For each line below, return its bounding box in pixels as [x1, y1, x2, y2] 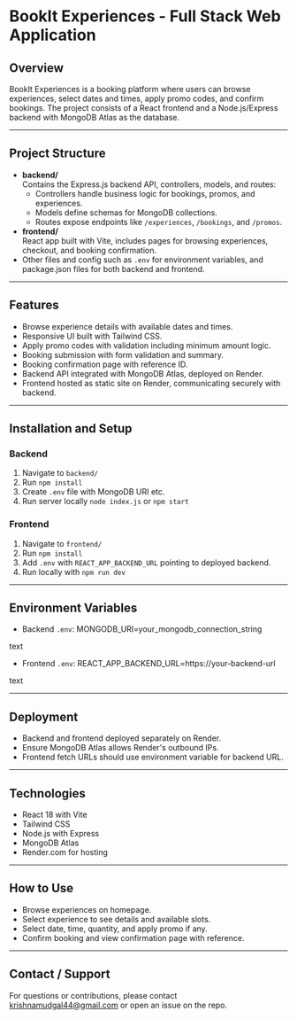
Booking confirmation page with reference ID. [21, 359, 188, 369]
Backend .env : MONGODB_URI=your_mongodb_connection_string [21, 624, 263, 634]
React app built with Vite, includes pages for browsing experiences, [21, 235, 269, 245]
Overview [9, 60, 65, 75]
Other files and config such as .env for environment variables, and [21, 254, 263, 265]
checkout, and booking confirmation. [21, 245, 157, 255]
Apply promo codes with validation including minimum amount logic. [21, 339, 271, 351]
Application [9, 25, 96, 45]
